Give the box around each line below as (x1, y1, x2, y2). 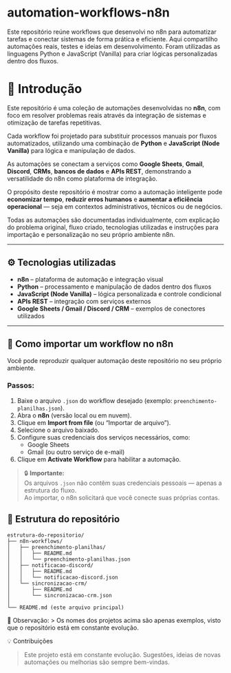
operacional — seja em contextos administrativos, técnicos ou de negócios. (7, 202, 223, 211)
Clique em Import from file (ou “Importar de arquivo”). (16, 418, 171, 426)
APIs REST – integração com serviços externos (16, 297, 151, 305)
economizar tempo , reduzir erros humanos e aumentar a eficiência (7, 195, 203, 203)
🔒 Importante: (23, 468, 65, 477)
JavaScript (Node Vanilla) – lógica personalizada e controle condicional (16, 289, 222, 298)
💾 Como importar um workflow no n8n (7, 338, 174, 350)
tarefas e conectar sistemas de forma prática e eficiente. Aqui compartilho (7, 34, 218, 43)
